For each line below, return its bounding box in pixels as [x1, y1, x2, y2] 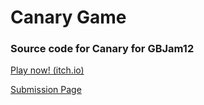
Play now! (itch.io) [10, 64, 85, 76]
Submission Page [10, 84, 82, 96]
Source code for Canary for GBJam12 [10, 42, 195, 56]
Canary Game [10, 6, 127, 29]
